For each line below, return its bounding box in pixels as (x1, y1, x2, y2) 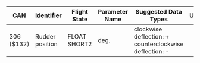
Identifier (35, 11, 62, 20)
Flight (71, 8, 88, 15)
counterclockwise (133, 40, 184, 48)
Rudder (35, 33, 56, 40)
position (35, 40, 58, 48)
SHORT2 (67, 40, 92, 48)
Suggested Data (135, 8, 183, 15)
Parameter (98, 8, 129, 15)
